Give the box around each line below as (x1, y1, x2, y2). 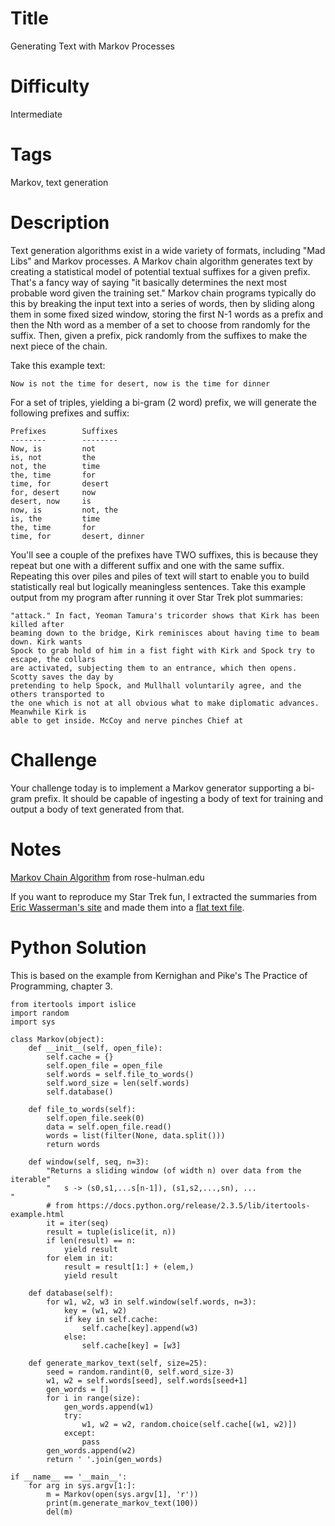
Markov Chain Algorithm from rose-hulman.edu (10, 871, 205, 883)
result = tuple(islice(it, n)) (46, 1227, 177, 1237)
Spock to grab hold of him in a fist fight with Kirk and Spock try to (10, 645, 315, 656)
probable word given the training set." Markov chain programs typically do (10, 287, 317, 299)
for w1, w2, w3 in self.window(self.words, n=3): (46, 1297, 257, 1307)
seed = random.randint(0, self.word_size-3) (46, 1367, 235, 1377)
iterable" (10, 1174, 52, 1184)
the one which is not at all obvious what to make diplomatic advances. (10, 698, 320, 708)
